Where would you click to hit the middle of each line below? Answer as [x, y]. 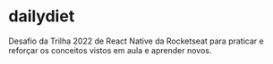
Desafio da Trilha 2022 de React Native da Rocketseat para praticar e [136, 41]
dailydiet [42, 16]
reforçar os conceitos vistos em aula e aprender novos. [110, 50]
